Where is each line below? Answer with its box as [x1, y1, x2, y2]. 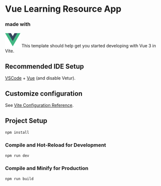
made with [5, 21, 31, 28]
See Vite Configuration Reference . [5, 103, 74, 108]
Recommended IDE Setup [5, 62, 84, 70]
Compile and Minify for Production [5, 165, 89, 171]
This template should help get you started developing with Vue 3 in [21, 43, 156, 49]
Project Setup [5, 116, 48, 125]
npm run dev [5, 153, 29, 158]
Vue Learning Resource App [5, 3, 121, 15]
